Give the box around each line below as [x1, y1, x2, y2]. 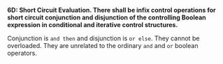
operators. [7, 49, 37, 57]
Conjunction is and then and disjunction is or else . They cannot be [7, 34, 200, 42]
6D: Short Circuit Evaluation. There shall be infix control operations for [7, 6, 217, 14]
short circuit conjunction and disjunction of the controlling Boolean [7, 13, 206, 22]
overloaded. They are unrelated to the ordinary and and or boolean [7, 42, 199, 49]
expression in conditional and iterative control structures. [7, 21, 178, 29]
